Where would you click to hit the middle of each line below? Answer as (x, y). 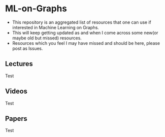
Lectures (19, 64)
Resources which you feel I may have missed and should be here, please (86, 43)
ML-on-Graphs (36, 9)
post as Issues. (28, 48)
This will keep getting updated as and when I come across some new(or (85, 33)
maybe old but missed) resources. (47, 38)
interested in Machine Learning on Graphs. (56, 27)
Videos (16, 91)
